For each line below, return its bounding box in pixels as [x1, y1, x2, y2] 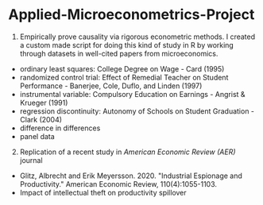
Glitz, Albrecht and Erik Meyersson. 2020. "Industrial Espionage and [19, 171, 242, 180]
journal [19, 155, 43, 164]
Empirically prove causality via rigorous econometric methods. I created [19, 32, 256, 41]
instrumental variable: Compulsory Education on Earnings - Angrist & [19, 89, 246, 99]
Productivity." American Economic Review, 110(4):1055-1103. [19, 179, 217, 188]
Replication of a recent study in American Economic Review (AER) [19, 147, 236, 157]
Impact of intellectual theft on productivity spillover [19, 188, 187, 197]
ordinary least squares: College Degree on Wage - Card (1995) [19, 64, 225, 73]
